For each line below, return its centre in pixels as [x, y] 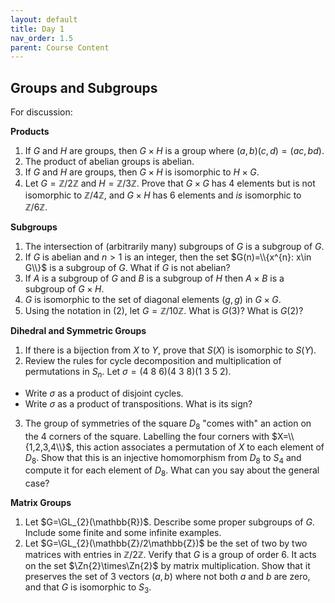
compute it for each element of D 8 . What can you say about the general [172, 471]
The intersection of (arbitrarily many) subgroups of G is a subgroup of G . [174, 247]
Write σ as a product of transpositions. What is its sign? [138, 403]
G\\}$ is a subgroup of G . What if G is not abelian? [127, 268]
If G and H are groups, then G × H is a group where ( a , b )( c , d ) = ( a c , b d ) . [174, 151]
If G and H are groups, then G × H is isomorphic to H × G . [142, 172]
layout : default [44, 19]
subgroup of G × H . [64, 289]
